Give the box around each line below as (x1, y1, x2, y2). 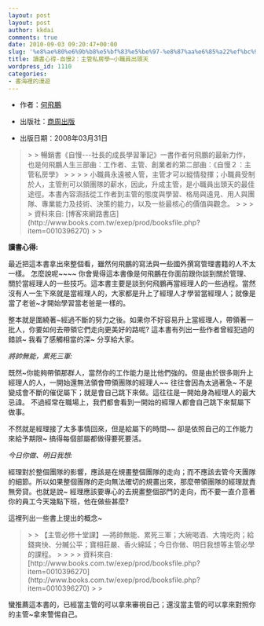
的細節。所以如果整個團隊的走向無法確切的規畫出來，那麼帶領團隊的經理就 (8, 477, 249, 486)
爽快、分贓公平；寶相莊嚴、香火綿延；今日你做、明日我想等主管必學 (34, 540, 255, 549)
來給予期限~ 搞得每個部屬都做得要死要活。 (8, 434, 146, 443)
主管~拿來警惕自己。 (14, 610, 82, 619)
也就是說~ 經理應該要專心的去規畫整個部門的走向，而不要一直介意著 (35, 486, 256, 496)
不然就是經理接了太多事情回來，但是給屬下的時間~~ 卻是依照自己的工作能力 (8, 423, 254, 433)
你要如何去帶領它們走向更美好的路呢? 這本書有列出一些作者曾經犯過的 (28, 324, 255, 334)
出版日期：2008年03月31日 (19, 133, 108, 142)
